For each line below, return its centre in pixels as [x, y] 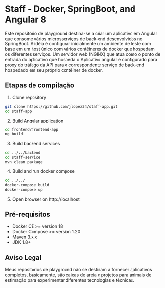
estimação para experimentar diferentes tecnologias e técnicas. [70, 280]
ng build [14, 134]
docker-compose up [24, 189]
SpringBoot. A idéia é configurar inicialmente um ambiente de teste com [78, 43]
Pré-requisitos [28, 214]
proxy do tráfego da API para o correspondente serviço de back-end [75, 65]
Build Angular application [38, 121]
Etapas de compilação [40, 86]
